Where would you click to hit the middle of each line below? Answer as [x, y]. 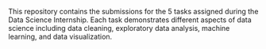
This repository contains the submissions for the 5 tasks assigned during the [133, 11]
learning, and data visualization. [60, 36]
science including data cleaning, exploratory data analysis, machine [119, 28]
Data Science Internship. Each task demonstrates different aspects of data [130, 20]
